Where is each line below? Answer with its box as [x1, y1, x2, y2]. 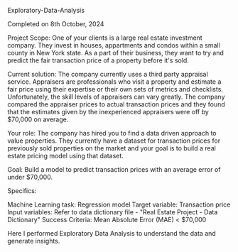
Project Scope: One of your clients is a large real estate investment [7, 33, 202, 42]
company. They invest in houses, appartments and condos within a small [7, 41, 220, 49]
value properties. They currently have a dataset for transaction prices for [7, 136, 221, 145]
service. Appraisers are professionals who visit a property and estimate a [7, 77, 222, 86]
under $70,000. [7, 173, 53, 181]
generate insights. [7, 237, 60, 245]
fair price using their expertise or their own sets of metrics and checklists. [7, 85, 224, 93]
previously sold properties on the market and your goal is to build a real [7, 144, 217, 152]
